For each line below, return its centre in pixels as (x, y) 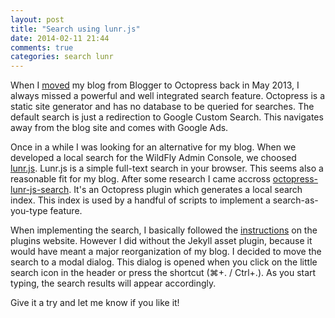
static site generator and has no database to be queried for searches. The (162, 107)
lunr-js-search (40, 190)
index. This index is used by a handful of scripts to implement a (140, 200)
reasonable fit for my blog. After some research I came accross (140, 179)
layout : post (37, 19)
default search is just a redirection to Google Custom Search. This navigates (167, 117)
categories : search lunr (62, 57)
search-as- (295, 200)
